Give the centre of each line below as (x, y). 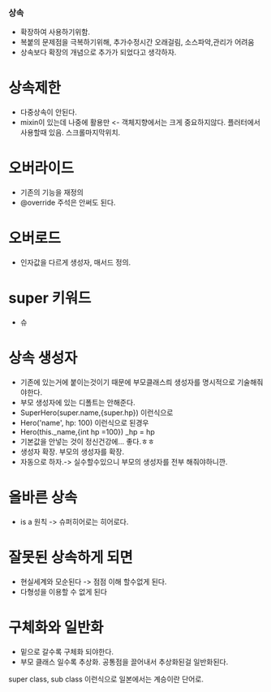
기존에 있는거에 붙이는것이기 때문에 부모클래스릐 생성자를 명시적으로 (127, 382)
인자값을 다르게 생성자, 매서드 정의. (75, 262)
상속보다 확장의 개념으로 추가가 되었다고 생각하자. (98, 52)
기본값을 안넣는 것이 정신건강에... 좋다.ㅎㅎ (87, 441)
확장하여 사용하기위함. (55, 32)
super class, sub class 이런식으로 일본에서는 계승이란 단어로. (106, 679)
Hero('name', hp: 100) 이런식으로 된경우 (84, 422)
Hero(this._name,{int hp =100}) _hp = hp (88, 431)
